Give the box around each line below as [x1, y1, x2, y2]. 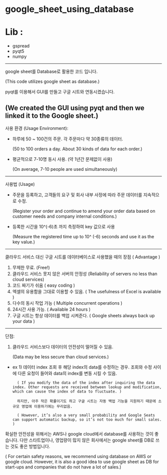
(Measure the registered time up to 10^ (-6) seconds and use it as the [12, 233, 155, 239]
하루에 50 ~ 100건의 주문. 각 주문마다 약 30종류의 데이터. [12, 136, 123, 142]
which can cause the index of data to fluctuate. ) [12, 389, 122, 394]
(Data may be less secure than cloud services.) [12, 354, 109, 360]
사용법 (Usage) [5, 181, 35, 187]
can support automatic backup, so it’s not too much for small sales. [12, 417, 162, 422]
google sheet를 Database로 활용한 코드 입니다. [5, 68, 98, 74]
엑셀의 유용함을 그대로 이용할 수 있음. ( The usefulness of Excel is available [12, 288, 162, 294]
